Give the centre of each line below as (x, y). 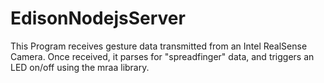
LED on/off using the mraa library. (80, 67)
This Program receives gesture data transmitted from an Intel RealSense (159, 46)
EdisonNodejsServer (98, 18)
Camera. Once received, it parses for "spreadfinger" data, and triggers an (162, 56)
